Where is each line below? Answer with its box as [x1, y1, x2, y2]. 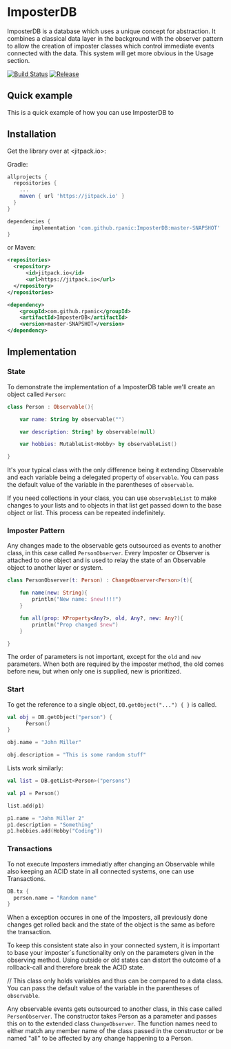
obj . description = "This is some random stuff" [7, 752, 147, 759]
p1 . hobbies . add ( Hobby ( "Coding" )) [7, 828, 103, 835]
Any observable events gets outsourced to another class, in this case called [7, 1005, 223, 1013]
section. [7, 56, 30, 64]
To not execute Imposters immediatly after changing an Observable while [7, 860, 215, 868]
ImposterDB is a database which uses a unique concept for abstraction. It [7, 27, 216, 35]
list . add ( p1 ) [7, 802, 45, 809]
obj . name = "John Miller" [7, 739, 81, 746]
